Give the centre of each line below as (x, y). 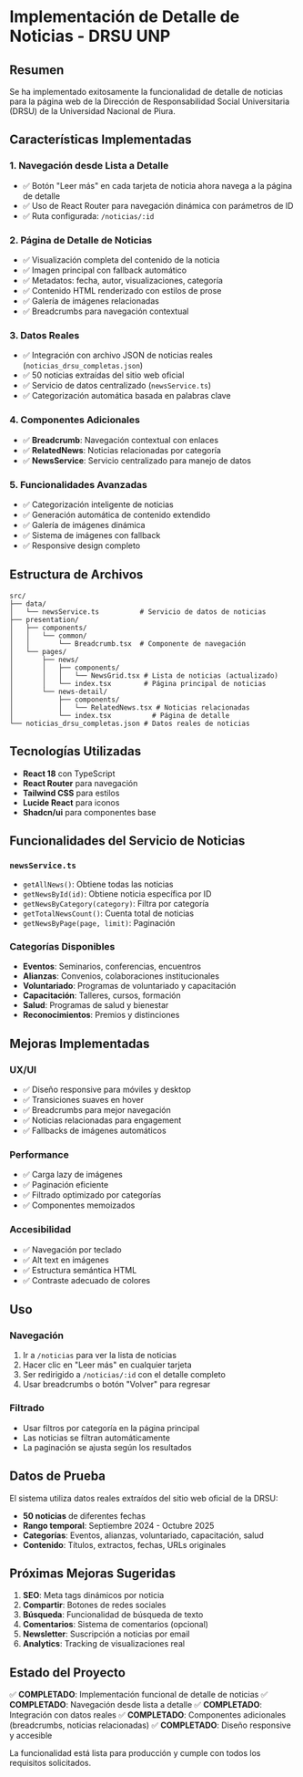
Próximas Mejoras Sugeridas (93, 1573)
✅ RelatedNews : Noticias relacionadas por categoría (121, 450)
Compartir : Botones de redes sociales (94, 1605)
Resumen (37, 70)
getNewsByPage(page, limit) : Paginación (99, 923)
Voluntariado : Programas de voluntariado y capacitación (129, 986)
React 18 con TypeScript (69, 774)
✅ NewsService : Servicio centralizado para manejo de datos (137, 460)
